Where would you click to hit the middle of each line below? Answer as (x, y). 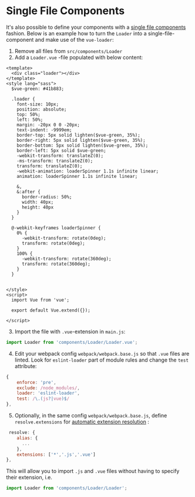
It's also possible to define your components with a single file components (96, 27)
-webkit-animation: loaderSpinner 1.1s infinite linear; (88, 171)
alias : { (27, 438)
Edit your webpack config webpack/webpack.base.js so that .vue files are (102, 353)
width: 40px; (38, 202)
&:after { (29, 192)
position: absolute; (42, 109)
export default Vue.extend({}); (51, 310)
